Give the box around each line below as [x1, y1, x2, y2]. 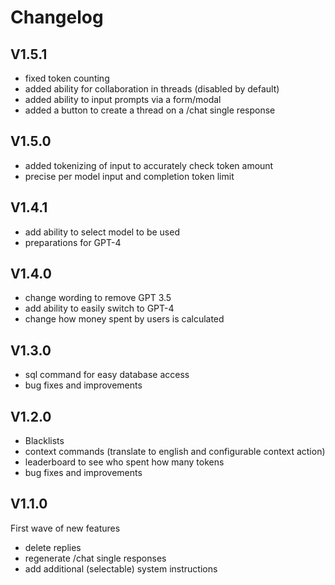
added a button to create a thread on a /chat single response [24, 104, 276, 116]
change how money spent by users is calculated [24, 313, 225, 325]
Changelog [10, 6, 104, 29]
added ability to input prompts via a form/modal [24, 94, 222, 105]
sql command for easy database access [24, 369, 190, 381]
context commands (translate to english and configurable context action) [24, 446, 326, 458]
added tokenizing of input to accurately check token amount [24, 159, 274, 171]
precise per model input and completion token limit [24, 170, 235, 182]
